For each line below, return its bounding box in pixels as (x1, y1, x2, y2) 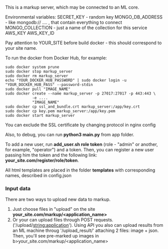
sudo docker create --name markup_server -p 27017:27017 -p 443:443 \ (5, 91, 156, 96)
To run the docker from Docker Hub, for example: (5, 55, 107, 61)
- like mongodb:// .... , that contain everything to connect (5, 20, 122, 25)
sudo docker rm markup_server (5, 73, 69, 78)
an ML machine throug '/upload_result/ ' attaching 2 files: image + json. (12, 227, 159, 233)
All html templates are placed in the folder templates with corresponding (5, 167, 155, 173)
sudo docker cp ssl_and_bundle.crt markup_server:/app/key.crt (5, 104, 140, 109)
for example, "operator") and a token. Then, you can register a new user (5, 147, 154, 152)
